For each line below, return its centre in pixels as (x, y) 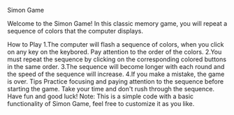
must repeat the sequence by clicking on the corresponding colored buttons (117, 59)
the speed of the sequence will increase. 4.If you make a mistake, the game (116, 74)
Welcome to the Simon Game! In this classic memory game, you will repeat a (117, 23)
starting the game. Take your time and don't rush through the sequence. (111, 89)
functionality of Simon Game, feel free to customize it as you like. (101, 103)
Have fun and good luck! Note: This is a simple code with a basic (101, 96)
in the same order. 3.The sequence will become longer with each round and (116, 67)
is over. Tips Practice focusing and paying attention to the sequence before (116, 82)
